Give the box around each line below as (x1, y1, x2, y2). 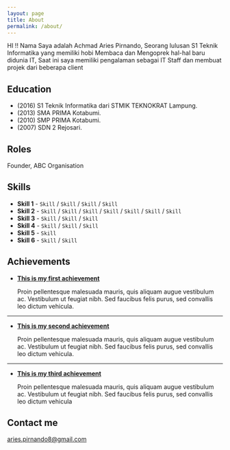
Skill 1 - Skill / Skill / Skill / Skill (16, 200, 118, 208)
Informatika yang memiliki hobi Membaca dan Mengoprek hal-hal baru (7, 49, 205, 57)
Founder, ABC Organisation (7, 162, 84, 169)
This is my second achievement (16, 322, 110, 330)
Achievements (7, 256, 71, 268)
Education (7, 83, 52, 95)
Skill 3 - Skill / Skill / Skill (16, 214, 99, 222)
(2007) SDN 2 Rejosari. (16, 123, 82, 132)
